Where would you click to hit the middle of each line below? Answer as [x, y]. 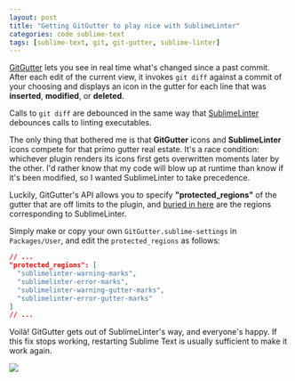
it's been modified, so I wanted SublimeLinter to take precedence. [130, 178]
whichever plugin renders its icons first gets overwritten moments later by [144, 159]
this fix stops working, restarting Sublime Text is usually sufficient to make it [148, 341]
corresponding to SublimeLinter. [68, 214]
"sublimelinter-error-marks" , [73, 281]
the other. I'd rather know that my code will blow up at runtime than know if [147, 168]
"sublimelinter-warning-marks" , [77, 273]
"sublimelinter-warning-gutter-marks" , [91, 290]
